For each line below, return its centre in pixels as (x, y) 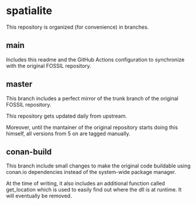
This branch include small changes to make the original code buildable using (99, 166)
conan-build (29, 151)
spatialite (29, 11)
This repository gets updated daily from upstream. (67, 116)
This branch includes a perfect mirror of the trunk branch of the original (92, 98)
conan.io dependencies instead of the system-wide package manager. (91, 172)
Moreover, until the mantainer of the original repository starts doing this (92, 127)
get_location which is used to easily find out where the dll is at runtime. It (94, 190)
